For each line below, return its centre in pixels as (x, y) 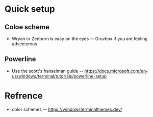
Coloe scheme (27, 27)
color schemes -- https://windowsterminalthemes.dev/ (67, 109)
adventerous (25, 44)
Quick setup (30, 9)
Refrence (24, 96)
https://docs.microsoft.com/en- (116, 71)
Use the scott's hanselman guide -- (48, 71)
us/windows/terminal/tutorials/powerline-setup (59, 76)
